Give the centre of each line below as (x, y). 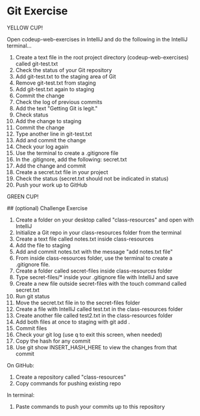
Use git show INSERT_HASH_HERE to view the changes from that (96, 347)
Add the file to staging (43, 245)
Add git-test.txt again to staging (55, 89)
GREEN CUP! (23, 196)
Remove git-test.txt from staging (56, 83)
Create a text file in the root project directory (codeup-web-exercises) (102, 57)
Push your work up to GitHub (51, 185)
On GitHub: (21, 365)
